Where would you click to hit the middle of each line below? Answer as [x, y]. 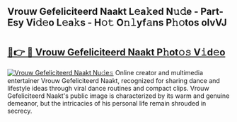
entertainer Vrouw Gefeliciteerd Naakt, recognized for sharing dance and [114, 81]
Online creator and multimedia [159, 73]
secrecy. [20, 111]
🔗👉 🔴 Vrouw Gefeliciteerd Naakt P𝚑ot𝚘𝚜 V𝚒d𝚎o [116, 52]
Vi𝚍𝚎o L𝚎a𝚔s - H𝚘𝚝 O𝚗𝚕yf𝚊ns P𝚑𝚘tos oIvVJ [126, 23]
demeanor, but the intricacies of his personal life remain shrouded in [107, 103]
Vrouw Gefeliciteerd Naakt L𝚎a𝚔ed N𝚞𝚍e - [103, 12]
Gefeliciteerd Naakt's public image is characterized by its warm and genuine [118, 96]
